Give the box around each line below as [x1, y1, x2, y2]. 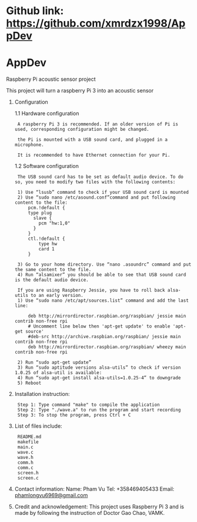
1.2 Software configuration [14, 163, 79, 170]
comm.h [17, 460, 34, 466]
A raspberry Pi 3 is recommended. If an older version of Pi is [17, 121, 178, 127]
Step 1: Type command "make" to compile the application [17, 402, 160, 408]
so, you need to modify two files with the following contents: [14, 179, 176, 185]
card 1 [38, 246, 55, 252]
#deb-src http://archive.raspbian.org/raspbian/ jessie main [28, 334, 181, 340]
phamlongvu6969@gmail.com [14, 492, 88, 499]
